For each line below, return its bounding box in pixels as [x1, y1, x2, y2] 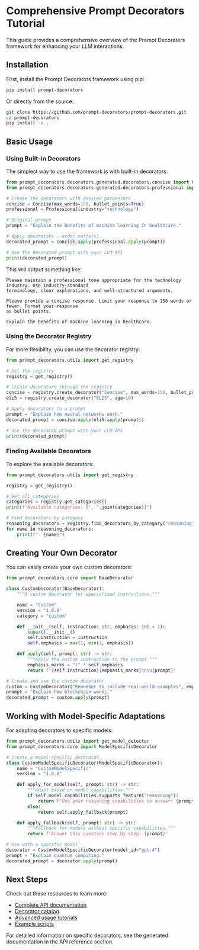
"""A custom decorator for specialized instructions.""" [17, 591, 161, 598]
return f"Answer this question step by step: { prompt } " [27, 831, 168, 837]
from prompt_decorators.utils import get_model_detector [6, 739, 150, 744]
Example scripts [14, 920, 54, 927]
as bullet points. [6, 308, 52, 314]
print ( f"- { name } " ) [17, 531, 65, 537]
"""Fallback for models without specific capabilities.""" [27, 825, 176, 832]
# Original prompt [6, 217, 52, 223]
